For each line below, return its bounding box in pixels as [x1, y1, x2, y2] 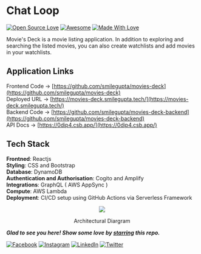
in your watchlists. [6, 48, 52, 55]
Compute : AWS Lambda [6, 187, 67, 195]
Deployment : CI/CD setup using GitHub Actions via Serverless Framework [6, 194, 192, 201]
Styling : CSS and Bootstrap [6, 161, 76, 169]
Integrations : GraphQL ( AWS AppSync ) [6, 181, 108, 188]
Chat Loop [6, 4, 60, 18]
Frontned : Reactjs [6, 155, 52, 162]
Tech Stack [6, 139, 50, 149]
